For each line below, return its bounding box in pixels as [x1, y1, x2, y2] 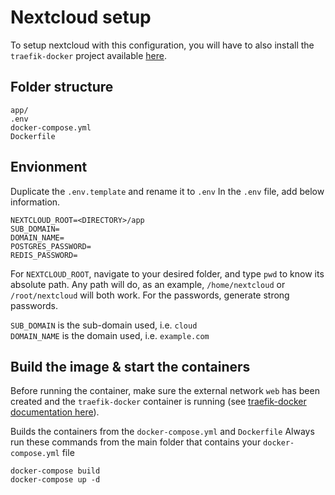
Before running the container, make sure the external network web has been [10, 385, 320, 397]
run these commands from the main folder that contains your [10, 436, 262, 448]
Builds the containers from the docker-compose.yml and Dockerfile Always [10, 426, 315, 438]
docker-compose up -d [10, 475, 101, 485]
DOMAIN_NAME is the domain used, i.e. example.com [10, 329, 210, 341]
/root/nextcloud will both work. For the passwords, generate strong [10, 289, 290, 301]
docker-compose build [10, 466, 101, 476]
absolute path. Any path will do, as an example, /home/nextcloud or [10, 278, 286, 290]
